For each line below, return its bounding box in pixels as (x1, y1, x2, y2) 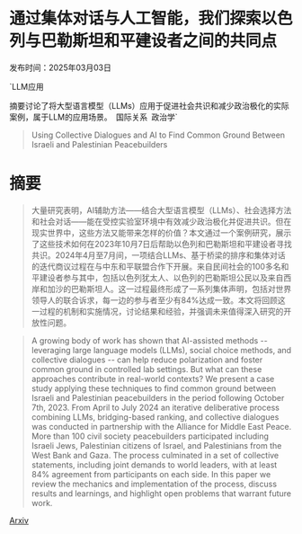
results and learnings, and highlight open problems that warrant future (31, 487, 292, 499)
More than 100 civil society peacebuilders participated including (31, 431, 270, 441)
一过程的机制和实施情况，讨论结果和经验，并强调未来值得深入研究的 (31, 306, 284, 316)
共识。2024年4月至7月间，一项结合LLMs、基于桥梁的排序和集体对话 (31, 249, 286, 261)
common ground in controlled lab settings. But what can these (31, 363, 262, 374)
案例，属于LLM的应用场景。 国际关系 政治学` (9, 111, 178, 122)
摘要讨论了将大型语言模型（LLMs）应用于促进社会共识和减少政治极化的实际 (9, 100, 289, 111)
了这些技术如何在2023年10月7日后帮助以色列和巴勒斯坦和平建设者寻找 (31, 238, 292, 249)
